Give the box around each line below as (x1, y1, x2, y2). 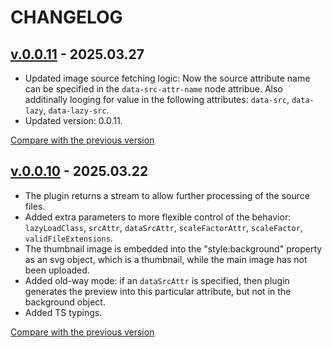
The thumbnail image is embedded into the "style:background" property (24, 242, 323, 255)
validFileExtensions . (24, 232, 113, 244)
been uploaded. (24, 264, 90, 276)
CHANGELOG (10, 6, 123, 29)
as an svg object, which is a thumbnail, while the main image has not (24, 253, 308, 265)
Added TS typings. (24, 306, 103, 318)
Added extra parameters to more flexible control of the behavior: (24, 211, 292, 223)
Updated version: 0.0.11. (24, 115, 123, 126)
